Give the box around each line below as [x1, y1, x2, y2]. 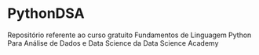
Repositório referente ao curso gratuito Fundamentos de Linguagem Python [7, 30, 252, 40]
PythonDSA [7, 5, 85, 22]
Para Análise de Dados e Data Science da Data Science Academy [7, 38, 219, 47]
